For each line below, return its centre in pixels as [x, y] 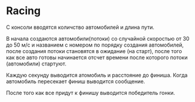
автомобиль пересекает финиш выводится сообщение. [76, 81]
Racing [23, 11]
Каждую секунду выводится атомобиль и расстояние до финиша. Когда [97, 75]
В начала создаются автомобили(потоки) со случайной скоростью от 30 [98, 38]
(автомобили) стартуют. [36, 64]
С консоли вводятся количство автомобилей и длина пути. [80, 27]
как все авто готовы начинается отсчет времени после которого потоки [97, 57]
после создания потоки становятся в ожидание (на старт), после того [94, 51]
